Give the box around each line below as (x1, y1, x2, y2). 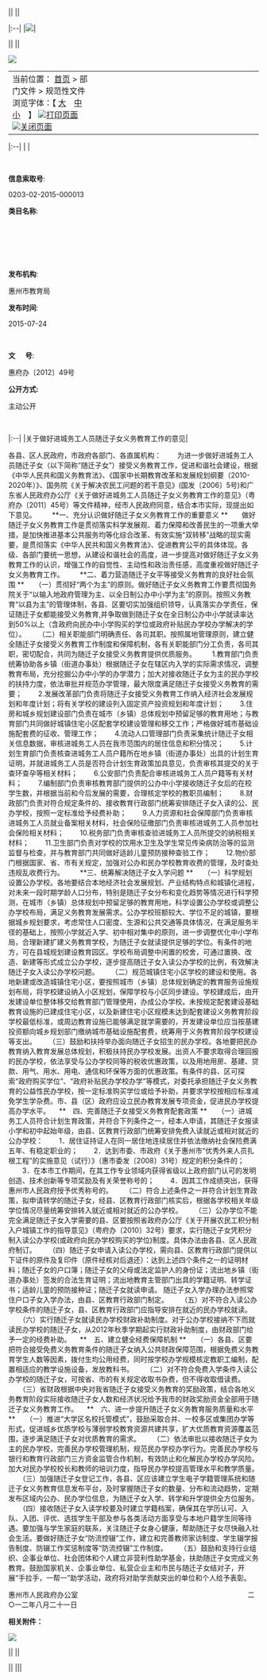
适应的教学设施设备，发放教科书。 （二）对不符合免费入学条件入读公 (21, 1365, 257, 1374)
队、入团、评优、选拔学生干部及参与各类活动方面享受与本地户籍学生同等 (8, 1514, 245, 1523)
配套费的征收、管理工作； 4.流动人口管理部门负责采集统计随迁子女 (14, 729, 246, 738)
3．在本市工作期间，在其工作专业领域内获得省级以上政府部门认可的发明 (21, 1166, 257, 1175)
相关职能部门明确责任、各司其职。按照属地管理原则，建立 (58, 629, 247, 639)
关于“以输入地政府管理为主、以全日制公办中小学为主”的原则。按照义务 (14, 590, 245, 599)
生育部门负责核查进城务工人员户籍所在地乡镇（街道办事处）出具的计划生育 (14, 749, 259, 758)
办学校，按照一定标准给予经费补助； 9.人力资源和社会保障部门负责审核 (8, 808, 253, 818)
